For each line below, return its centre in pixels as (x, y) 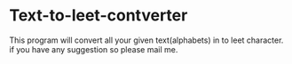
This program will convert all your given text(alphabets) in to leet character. (146, 40)
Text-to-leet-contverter (99, 16)
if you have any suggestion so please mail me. (94, 49)
